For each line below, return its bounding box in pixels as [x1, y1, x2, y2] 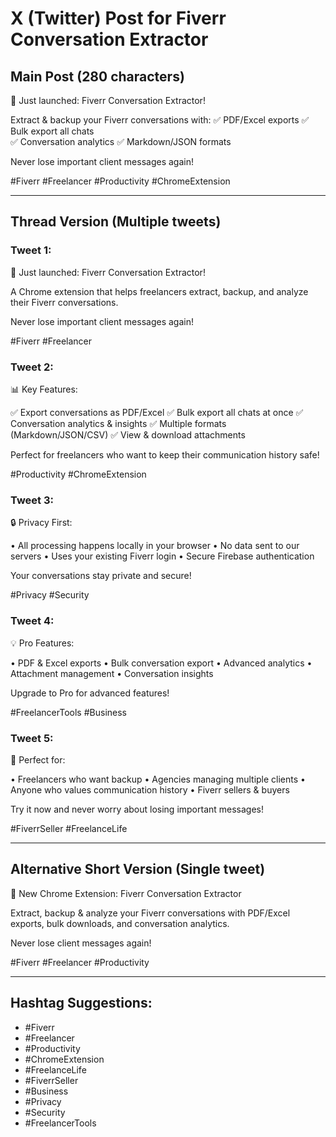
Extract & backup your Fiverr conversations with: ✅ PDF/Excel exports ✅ [10, 114, 310, 126]
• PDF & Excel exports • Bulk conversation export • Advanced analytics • [10, 657, 313, 669]
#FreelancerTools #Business [10, 706, 127, 718]
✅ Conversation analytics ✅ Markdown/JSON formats [10, 136, 232, 147]
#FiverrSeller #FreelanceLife [10, 822, 128, 834]
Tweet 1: [10, 243, 52, 257]
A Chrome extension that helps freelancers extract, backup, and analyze [10, 285, 309, 297]
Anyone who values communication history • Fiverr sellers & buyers [10, 783, 290, 796]
